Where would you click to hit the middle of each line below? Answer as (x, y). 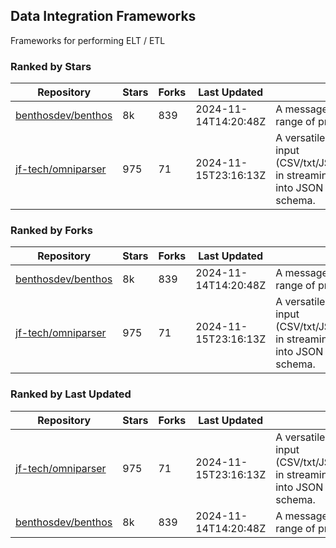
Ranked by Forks (51, 231)
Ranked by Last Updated (71, 394)
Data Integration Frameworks (103, 16)
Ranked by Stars (51, 66)
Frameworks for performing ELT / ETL (88, 40)
